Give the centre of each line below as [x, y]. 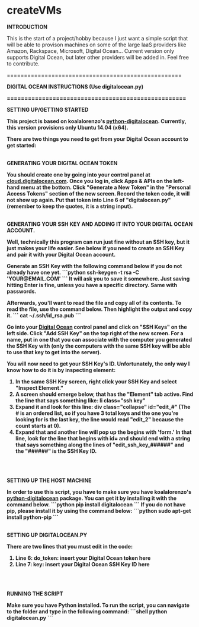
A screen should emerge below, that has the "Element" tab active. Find [104, 394]
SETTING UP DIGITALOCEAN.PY [47, 535]
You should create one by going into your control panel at [78, 174]
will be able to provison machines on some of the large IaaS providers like [97, 45]
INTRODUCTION [27, 27]
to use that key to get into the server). [54, 352]
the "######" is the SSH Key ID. [56, 451]
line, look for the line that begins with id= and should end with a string [103, 438]
